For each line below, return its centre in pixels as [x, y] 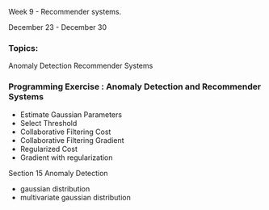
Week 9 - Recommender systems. [65, 12]
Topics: [23, 48]
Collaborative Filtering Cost [65, 132]
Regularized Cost [49, 149]
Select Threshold [48, 123]
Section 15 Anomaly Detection [58, 173]
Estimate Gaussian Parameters [71, 114]
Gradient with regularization [66, 157]
